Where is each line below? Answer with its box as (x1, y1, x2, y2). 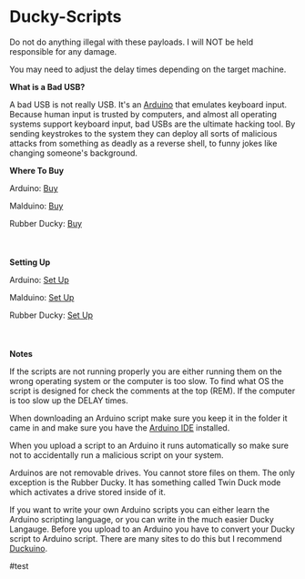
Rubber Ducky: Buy (9, 218, 83, 229)
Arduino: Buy (9, 182, 58, 193)
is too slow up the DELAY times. (9, 394, 129, 406)
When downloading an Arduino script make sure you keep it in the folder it (9, 412, 289, 423)
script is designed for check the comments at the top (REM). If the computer (9, 385, 296, 396)
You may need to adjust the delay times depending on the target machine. (9, 64, 287, 75)
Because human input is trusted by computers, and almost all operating (9, 108, 278, 119)
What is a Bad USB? (9, 81, 86, 92)
